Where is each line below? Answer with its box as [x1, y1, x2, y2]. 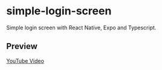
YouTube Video [6, 57, 44, 64]
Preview [6, 41, 38, 51]
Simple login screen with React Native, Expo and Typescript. [6, 24, 157, 31]
